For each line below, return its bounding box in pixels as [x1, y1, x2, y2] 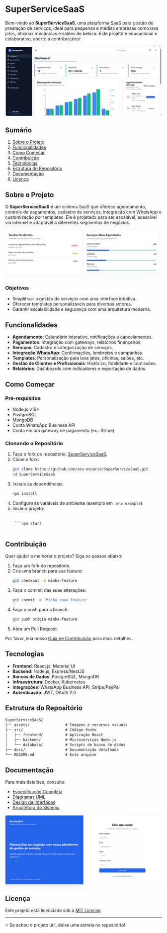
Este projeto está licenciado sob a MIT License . [5, 908, 102, 913]
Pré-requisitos [5, 395, 41, 402]
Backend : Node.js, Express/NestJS [12, 668, 84, 674]
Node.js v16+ [12, 406, 40, 412]
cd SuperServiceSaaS [12, 472, 55, 477]
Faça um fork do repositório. [12, 563, 71, 569]
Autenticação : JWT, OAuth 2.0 [12, 689, 76, 695]
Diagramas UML [12, 794, 46, 800]
